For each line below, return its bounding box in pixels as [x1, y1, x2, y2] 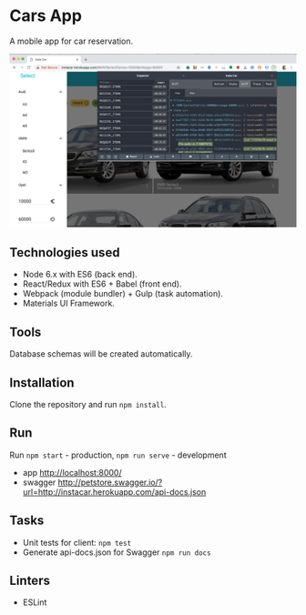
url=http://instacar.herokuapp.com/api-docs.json [22, 486, 207, 497]
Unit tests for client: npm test [22, 537, 132, 548]
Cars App [9, 5, 82, 26]
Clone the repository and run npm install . [9, 399, 167, 410]
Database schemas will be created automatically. [9, 348, 193, 359]
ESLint [22, 597, 47, 608]
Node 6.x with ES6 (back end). [22, 269, 138, 280]
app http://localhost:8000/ [22, 467, 122, 478]
